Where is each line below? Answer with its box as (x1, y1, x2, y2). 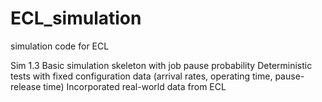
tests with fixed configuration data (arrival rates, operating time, (10, 70, 273, 82)
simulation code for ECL (10, 40, 110, 52)
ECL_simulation (10, 7, 142, 30)
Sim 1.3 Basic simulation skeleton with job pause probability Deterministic (10, 59, 313, 71)
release (10, 80, 42, 92)
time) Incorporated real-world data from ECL (43, 80, 227, 92)
